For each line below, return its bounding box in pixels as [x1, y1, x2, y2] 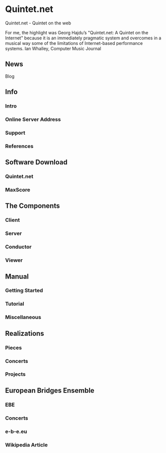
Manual [5, 272, 29, 281]
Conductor [5, 243, 32, 250]
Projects [5, 371, 26, 378]
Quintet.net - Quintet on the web [5, 20, 71, 26]
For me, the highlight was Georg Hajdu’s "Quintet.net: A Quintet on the [5, 29, 149, 35]
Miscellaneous [5, 314, 41, 321]
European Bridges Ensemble [5, 386, 95, 395]
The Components [5, 202, 60, 210]
